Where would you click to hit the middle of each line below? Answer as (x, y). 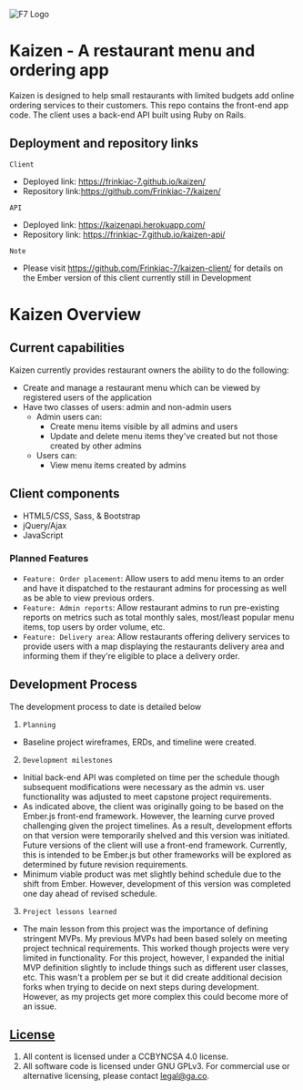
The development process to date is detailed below (106, 706)
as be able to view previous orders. (88, 598)
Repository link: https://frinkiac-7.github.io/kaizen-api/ (124, 234)
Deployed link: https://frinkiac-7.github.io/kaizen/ (114, 181)
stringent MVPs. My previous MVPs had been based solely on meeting (155, 938)
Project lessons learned (70, 911)
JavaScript (43, 535)
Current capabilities (67, 348)
